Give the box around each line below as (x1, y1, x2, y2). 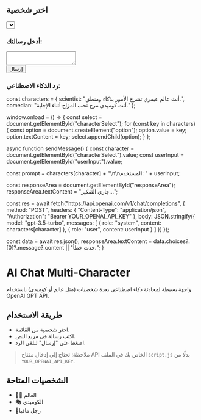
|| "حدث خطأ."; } (65, 244, 105, 252)
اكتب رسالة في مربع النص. (15, 333, 76, 340)
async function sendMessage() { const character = (6, 145, 135, 152)
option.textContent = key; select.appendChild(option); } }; (6, 133, 151, 140)
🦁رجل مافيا (15, 407, 41, 414)
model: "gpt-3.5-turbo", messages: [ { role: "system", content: (6, 219, 161, 226)
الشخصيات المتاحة (6, 375, 68, 385)
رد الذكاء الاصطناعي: (6, 82, 61, 90)
